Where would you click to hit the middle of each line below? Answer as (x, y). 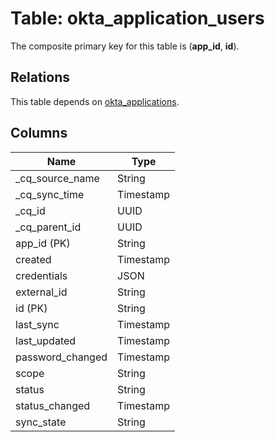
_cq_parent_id (48, 227)
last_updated (46, 340)
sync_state (41, 422)
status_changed (53, 405)
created (33, 259)
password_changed (61, 357)
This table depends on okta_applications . (95, 101)
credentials (41, 275)
